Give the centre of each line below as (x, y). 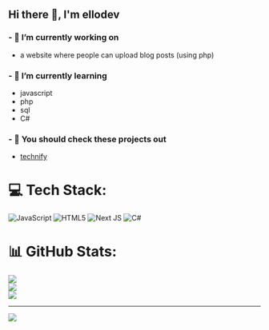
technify (34, 157)
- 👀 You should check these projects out (87, 139)
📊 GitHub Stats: (63, 252)
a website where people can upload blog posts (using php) (117, 55)
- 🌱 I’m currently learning (58, 75)
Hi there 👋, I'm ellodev (64, 15)
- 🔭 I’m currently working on (64, 38)
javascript (36, 93)
